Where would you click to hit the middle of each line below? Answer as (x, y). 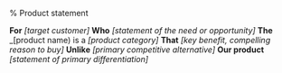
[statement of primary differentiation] (79, 59)
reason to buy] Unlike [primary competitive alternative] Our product (137, 50)
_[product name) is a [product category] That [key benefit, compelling (140, 40)
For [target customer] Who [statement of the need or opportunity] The (141, 30)
